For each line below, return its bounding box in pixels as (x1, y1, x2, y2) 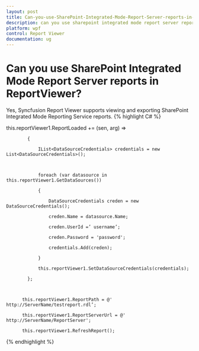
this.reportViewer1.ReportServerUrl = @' (21, 312, 126, 318)
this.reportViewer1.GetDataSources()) (6, 177, 102, 183)
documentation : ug (6, 36, 52, 42)
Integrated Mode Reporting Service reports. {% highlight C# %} (6, 113, 161, 120)
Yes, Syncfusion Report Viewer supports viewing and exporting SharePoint (6, 106, 188, 113)
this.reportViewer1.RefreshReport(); (21, 327, 115, 334)
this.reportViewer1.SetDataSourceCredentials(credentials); (37, 265, 190, 272)
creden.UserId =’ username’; (48, 224, 120, 230)
